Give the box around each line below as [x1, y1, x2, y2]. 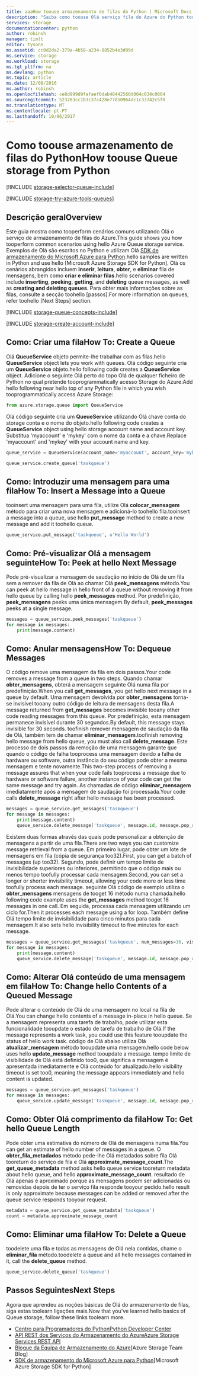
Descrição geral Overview [6, 212, 102, 222]
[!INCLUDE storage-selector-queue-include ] [6, 184, 114, 191]
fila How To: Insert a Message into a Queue [6, 486, 166, 496]
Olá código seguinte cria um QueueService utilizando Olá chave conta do [6, 413, 187, 420]
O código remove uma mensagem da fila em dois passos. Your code [6, 669, 171, 676]
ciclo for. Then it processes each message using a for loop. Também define [6, 909, 188, 916]
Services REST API [14, 1337, 61, 1345]
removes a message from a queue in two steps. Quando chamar [6, 675, 163, 682]
